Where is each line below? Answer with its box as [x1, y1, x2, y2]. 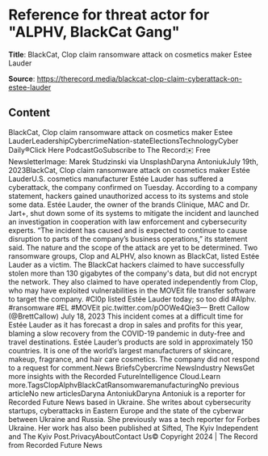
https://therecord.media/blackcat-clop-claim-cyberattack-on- [36, 74, 242, 83]
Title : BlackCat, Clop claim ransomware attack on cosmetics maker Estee [8, 49, 253, 59]
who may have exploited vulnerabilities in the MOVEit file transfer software [8, 285, 256, 295]
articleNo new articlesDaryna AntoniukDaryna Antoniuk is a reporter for [8, 388, 246, 398]
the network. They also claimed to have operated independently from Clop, [8, 277, 258, 286]
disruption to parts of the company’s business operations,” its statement [8, 234, 248, 243]
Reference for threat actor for [8, 6, 210, 24]
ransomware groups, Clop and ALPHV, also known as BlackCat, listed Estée [8, 251, 260, 260]
